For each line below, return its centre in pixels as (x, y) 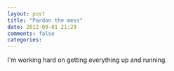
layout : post (26, 14)
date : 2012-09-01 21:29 (42, 27)
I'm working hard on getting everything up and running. (87, 60)
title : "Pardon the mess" (45, 20)
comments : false (31, 33)
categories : (25, 40)
